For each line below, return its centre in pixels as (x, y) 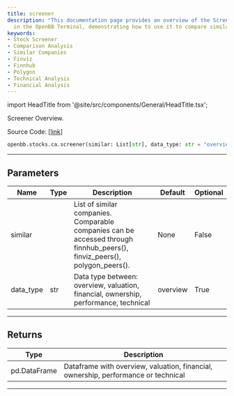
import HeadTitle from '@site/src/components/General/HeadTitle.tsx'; (108, 105)
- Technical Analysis (39, 78)
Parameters (33, 173)
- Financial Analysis (39, 85)
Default (173, 192)
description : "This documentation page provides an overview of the (109, 20)
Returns (25, 335)
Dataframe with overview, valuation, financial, (138, 366)
